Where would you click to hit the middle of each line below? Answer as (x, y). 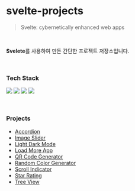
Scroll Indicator (33, 169)
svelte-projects (45, 11)
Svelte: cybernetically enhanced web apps (73, 27)
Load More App (34, 150)
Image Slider (30, 138)
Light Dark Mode (35, 144)
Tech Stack (23, 78)
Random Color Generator (45, 163)
